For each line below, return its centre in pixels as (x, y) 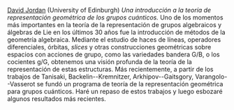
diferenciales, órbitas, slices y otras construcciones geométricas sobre (109, 47)
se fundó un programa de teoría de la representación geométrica (130, 84)
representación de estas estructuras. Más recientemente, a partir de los (111, 69)
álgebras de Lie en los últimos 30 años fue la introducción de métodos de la (116, 32)
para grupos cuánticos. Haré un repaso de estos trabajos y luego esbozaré (115, 91)
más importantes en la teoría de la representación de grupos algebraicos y (115, 25)
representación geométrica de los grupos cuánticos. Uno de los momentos (115, 17)
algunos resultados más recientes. (57, 99)
